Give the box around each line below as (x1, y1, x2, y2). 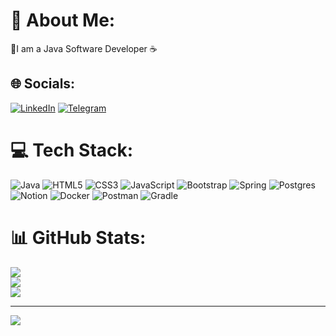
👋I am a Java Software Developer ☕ (10, 42, 158, 54)
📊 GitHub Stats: (10, 226, 147, 249)
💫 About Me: (10, 9, 116, 32)
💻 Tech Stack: (10, 139, 134, 161)
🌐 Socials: (10, 75, 76, 93)
